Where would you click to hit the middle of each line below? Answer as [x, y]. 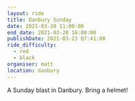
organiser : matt [30, 64]
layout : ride [26, 13]
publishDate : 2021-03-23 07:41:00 [57, 39]
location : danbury [33, 70]
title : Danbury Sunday [39, 20]
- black [24, 58]
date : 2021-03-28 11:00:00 [46, 26]
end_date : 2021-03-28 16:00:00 [52, 32]
